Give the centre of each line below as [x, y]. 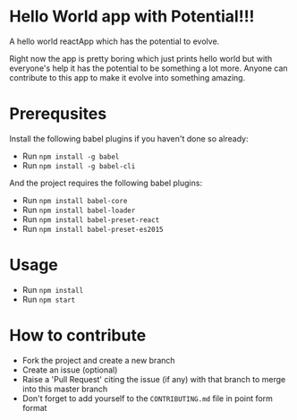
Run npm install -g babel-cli [79, 165]
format [34, 407]
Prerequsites [58, 114]
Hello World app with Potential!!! [132, 17]
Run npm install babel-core [75, 200]
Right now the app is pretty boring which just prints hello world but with [141, 58]
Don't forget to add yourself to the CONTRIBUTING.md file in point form [147, 398]
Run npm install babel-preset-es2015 [93, 228]
